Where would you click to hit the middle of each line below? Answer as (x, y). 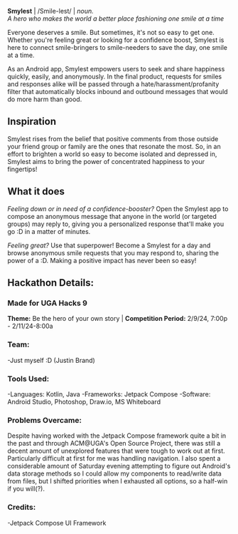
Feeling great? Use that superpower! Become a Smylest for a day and (109, 245)
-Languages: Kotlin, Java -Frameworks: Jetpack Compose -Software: (109, 394)
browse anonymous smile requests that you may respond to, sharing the (113, 252)
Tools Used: (28, 379)
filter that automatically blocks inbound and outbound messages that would (118, 92)
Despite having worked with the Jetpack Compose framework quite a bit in (117, 436)
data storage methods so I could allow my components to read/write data (114, 473)
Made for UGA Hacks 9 (47, 303)
